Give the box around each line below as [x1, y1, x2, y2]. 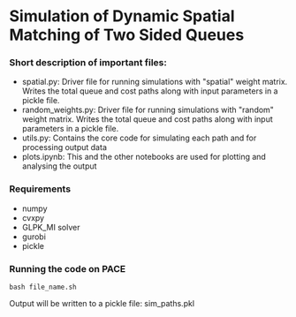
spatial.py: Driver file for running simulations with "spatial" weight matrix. [21, 77, 288, 87]
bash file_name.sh [9, 283, 77, 292]
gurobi [21, 231, 47, 242]
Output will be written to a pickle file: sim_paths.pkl [9, 298, 195, 309]
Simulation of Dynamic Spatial [9, 6, 235, 26]
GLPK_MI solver [21, 222, 80, 232]
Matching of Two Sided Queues [9, 25, 245, 45]
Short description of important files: [9, 57, 168, 69]
